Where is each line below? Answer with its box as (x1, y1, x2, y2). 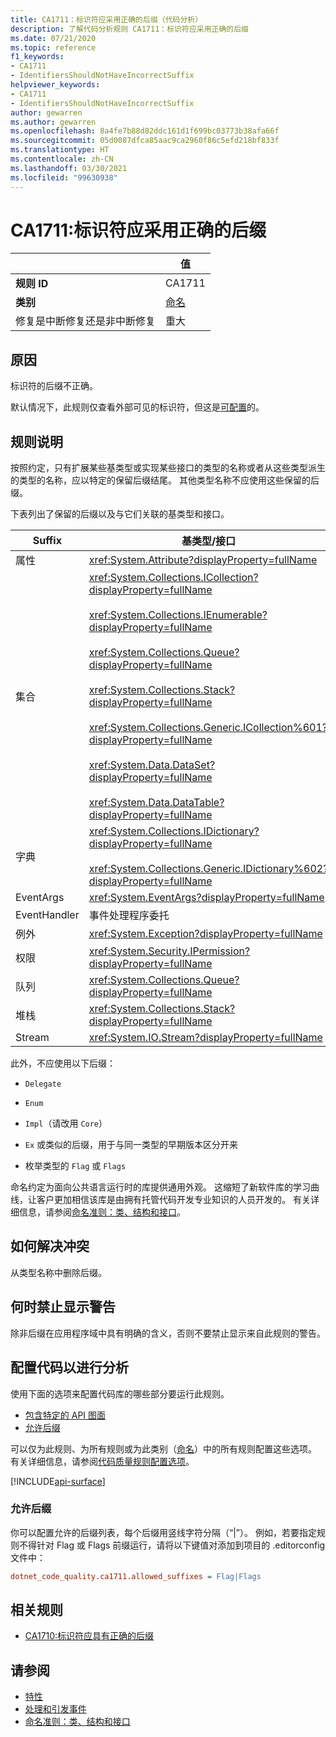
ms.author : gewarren (10, 117, 97, 127)
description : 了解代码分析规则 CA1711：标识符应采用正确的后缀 (10, 24, 250, 34)
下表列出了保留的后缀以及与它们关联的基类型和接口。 (10, 508, 230, 520)
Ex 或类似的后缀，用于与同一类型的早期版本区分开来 (24, 1139, 239, 1151)
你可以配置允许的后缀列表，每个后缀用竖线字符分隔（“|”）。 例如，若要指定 (10, 1526, 317, 1538)
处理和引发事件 (24, 1703, 87, 1715)
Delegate (24, 1079, 62, 1090)
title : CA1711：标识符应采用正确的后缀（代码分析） (10, 14, 203, 25)
